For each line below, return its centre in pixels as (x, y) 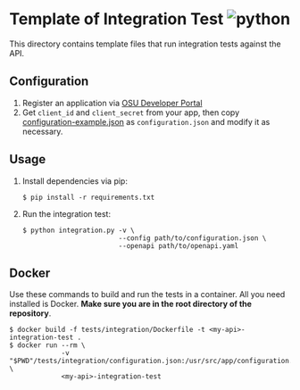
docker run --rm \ (52, 345)
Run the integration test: (67, 213)
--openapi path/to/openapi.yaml (179, 245)
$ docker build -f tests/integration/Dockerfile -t (107, 330)
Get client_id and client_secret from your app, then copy (131, 112)
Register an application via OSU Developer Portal (112, 103)
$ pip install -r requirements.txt (88, 197)
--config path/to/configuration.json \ (192, 238)
